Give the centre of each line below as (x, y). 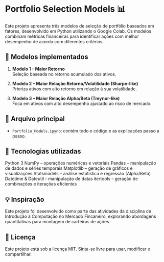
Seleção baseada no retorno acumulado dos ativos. (64, 74)
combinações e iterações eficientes (41, 184)
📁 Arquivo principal (35, 119)
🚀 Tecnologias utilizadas (43, 151)
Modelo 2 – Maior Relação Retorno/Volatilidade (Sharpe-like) (75, 83)
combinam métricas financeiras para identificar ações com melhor (72, 36)
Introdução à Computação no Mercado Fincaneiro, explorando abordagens (81, 216)
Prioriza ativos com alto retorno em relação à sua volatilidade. (74, 89)
